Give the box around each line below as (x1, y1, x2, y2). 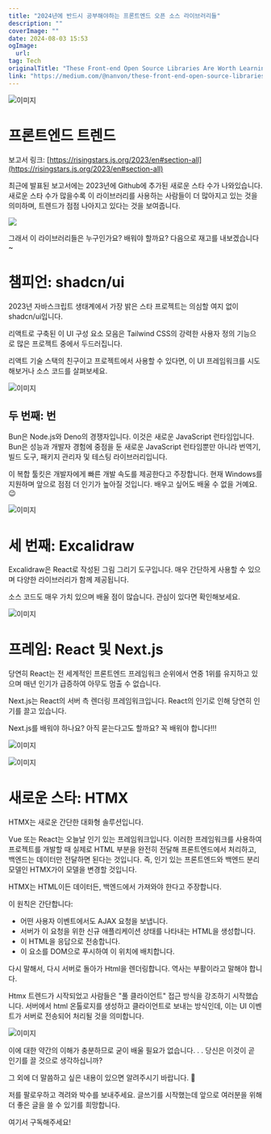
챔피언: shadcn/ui (8, 272, 125, 291)
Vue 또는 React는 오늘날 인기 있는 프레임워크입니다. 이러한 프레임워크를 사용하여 (8, 834, 262, 845)
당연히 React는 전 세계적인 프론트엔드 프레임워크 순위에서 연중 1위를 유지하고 (8, 668, 250, 679)
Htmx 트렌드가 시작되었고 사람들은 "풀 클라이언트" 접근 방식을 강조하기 (8, 991, 231, 1001)
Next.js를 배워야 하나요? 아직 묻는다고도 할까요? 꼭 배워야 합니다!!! (8, 723, 217, 733)
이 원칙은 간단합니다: (8, 899, 73, 909)
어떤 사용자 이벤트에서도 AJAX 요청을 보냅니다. (19, 917, 168, 926)
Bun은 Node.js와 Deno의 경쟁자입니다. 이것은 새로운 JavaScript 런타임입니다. (8, 432, 255, 441)
